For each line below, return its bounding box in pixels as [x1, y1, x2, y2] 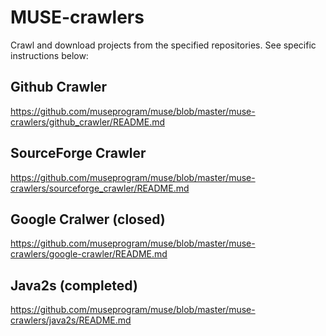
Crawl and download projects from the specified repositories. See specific [10, 39, 317, 51]
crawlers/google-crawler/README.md [10, 248, 168, 260]
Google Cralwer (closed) [10, 211, 166, 228]
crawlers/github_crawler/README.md [10, 116, 166, 128]
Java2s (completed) [10, 277, 138, 294]
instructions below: [10, 49, 89, 61]
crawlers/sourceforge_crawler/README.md [10, 182, 190, 194]
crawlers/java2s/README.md [10, 314, 132, 326]
